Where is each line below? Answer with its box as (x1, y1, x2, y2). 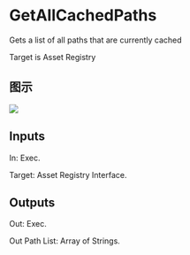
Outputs (9, 195, 56, 210)
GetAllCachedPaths (9, 5, 157, 26)
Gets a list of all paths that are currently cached (9, 35, 183, 45)
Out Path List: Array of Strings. (9, 236, 121, 246)
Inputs (9, 129, 46, 144)
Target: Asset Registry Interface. (9, 169, 127, 180)
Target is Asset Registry (9, 51, 96, 62)
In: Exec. (9, 152, 41, 163)
